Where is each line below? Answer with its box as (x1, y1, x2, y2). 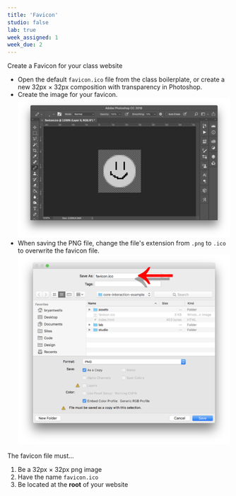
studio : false (7, 18, 49, 26)
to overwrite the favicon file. (17, 246, 100, 255)
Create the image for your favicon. (17, 91, 118, 99)
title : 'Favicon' (7, 11, 59, 18)
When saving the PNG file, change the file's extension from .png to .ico (17, 238, 226, 247)
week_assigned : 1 (7, 34, 59, 41)
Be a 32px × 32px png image (17, 466, 102, 474)
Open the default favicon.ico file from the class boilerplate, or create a (17, 75, 225, 84)
